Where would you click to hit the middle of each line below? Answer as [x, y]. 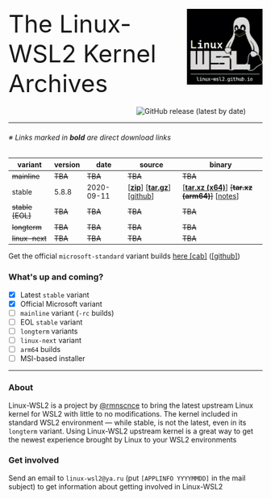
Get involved [33, 460]
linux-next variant [51, 341]
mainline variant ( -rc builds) [67, 312]
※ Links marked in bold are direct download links [90, 137]
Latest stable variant [55, 295]
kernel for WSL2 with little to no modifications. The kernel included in [123, 413]
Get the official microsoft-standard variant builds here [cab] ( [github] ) [124, 256]
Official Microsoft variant [61, 304]
